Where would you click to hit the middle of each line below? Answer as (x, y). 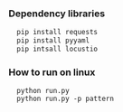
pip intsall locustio (57, 49)
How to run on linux (52, 72)
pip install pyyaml (53, 41)
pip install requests (57, 33)
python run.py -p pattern (66, 99)
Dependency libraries (57, 14)
